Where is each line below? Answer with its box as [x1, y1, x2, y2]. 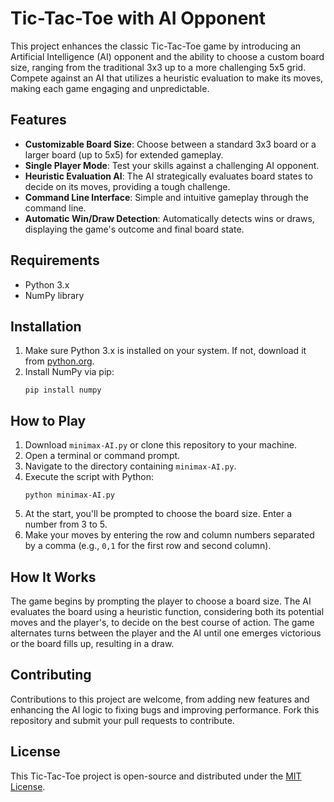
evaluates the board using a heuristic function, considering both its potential [10, 606, 325, 617]
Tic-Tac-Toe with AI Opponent [10, 7, 267, 30]
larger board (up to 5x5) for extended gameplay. [24, 148, 224, 161]
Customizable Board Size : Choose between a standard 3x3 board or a [24, 138, 317, 150]
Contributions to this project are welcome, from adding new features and [10, 693, 310, 705]
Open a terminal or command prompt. [24, 450, 181, 462]
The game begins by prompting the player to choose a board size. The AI [10, 595, 312, 607]
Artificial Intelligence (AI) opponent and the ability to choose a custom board [10, 50, 325, 62]
